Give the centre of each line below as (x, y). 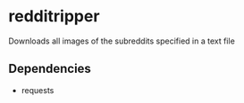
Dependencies (50, 69)
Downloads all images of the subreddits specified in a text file (122, 41)
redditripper (54, 16)
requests (38, 90)
